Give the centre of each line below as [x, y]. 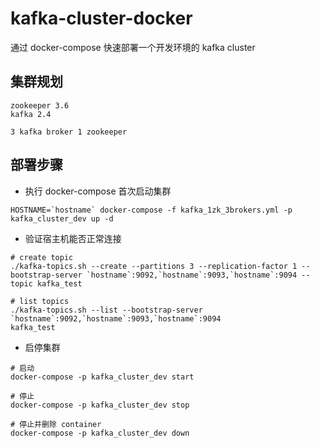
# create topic [42, 257]
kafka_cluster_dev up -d [62, 218]
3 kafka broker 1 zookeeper [69, 132]
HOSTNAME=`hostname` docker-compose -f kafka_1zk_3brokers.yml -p [151, 210]
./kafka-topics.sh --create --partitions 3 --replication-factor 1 [154, 266]
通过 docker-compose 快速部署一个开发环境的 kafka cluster [133, 47]
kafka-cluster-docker [101, 18]
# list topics [40, 301]
